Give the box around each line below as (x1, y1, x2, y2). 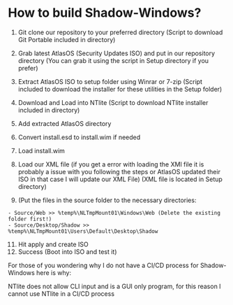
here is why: (36, 268, 72, 277)
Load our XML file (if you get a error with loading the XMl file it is (17, 159, 204, 169)
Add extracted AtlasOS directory (17, 119, 112, 127)
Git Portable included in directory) (17, 35, 116, 43)
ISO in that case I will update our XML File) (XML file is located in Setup (17, 175, 223, 183)
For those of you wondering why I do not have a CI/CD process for (8, 261, 200, 269)
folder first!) (8, 215, 52, 222)
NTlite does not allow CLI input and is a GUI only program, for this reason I (8, 282, 222, 290)
